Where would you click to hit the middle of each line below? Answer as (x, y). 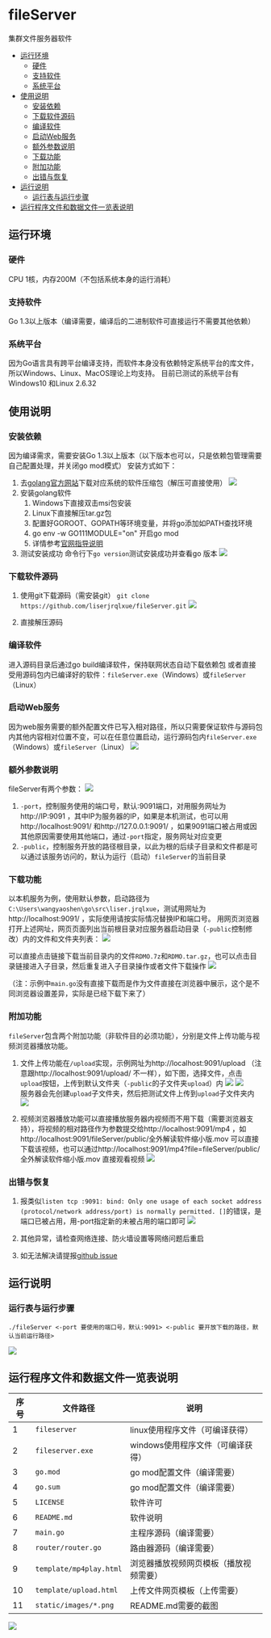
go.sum (48, 1487)
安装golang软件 (46, 493)
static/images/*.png (75, 1605)
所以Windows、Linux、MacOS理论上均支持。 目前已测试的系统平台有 (124, 373)
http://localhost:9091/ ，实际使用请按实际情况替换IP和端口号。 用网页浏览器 (134, 919)
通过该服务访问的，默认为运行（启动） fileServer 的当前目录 (127, 857)
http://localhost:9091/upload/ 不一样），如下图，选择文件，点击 (138, 1073)
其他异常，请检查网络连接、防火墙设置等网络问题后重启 (112, 1238)
